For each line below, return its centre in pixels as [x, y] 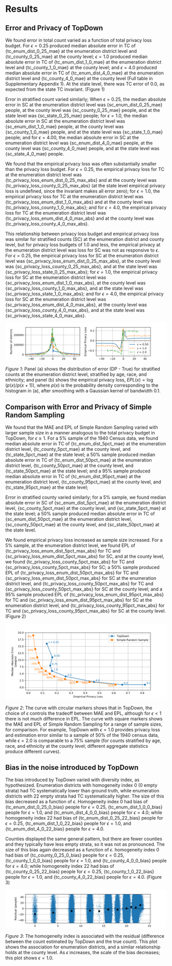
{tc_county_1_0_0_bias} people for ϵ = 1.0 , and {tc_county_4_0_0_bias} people [86, 861]
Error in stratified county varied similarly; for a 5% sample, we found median [86, 497]
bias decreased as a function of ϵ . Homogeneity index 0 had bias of [77, 802]
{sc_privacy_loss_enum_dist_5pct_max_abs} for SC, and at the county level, [85, 556]
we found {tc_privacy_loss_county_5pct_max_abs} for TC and [70, 562]
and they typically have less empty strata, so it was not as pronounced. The [85, 844]
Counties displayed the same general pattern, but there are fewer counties [84, 839]
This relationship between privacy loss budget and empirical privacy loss [82, 234]
